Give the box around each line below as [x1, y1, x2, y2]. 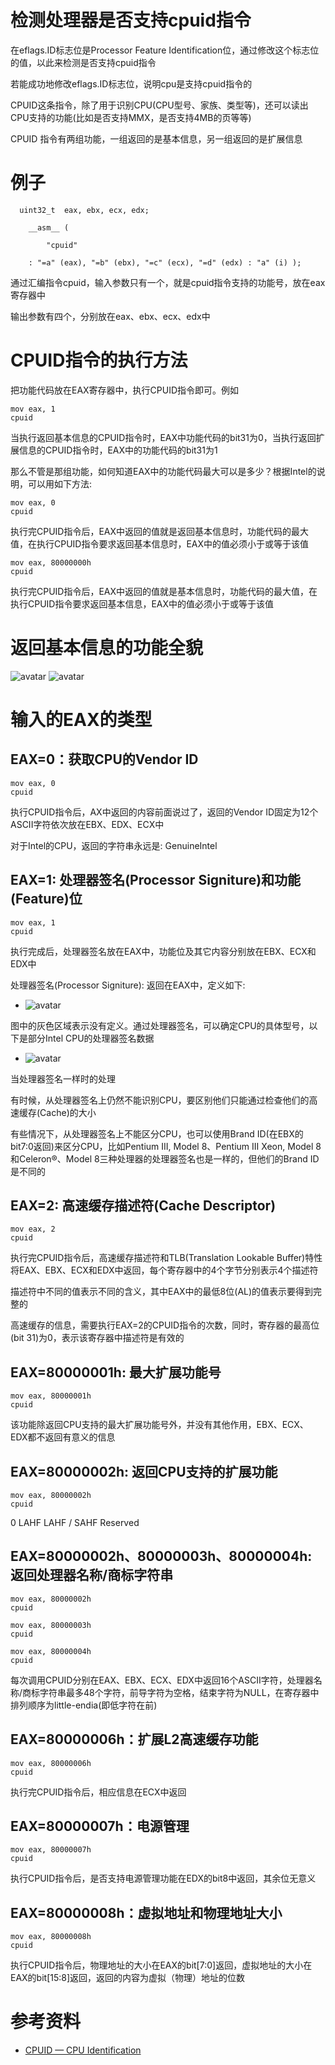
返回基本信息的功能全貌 [10, 637, 204, 659]
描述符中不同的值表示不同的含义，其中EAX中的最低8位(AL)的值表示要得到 [10, 1286, 314, 1298]
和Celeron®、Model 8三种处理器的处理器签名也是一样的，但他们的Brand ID [10, 1152, 320, 1165]
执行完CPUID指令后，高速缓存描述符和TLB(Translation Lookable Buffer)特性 [10, 1252, 323, 1264]
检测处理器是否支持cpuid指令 [10, 9, 252, 32]
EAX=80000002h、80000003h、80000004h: [10, 1548, 313, 1565]
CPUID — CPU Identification [24, 2044, 142, 2056]
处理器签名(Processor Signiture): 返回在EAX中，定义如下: [10, 979, 246, 991]
